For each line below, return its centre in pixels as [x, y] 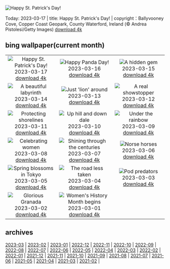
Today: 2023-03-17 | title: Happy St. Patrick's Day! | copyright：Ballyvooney [84, 18]
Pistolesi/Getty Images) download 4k [44, 29]
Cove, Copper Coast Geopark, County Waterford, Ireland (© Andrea [76, 24]
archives [19, 233]
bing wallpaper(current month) [55, 45]
